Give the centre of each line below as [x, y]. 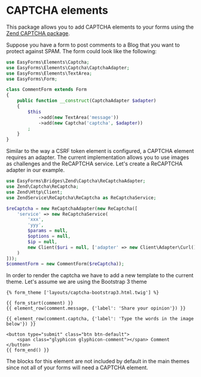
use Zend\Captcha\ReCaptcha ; [42, 187]
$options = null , [49, 237]
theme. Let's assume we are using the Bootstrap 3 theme [77, 282]
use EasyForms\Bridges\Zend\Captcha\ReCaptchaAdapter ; [76, 181]
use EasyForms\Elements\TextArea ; [49, 73]
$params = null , [48, 231]
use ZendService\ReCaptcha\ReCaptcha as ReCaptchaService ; [81, 198]
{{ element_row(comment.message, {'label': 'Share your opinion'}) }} [96, 308]
